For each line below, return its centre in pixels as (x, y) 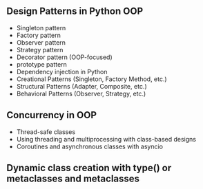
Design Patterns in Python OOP (75, 11)
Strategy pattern (40, 49)
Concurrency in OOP (52, 115)
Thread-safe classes (46, 132)
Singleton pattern (41, 27)
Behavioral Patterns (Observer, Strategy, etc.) (81, 93)
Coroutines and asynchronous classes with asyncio (90, 146)
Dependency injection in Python (62, 71)
